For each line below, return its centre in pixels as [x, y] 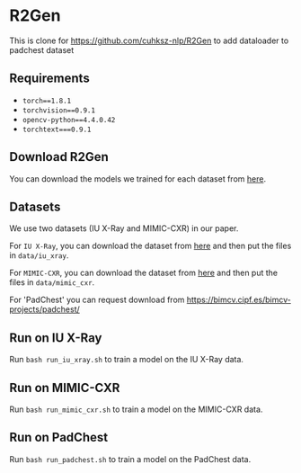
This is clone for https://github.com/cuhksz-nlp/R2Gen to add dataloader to [149, 40]
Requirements [49, 79]
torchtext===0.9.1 [57, 129]
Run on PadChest [59, 437]
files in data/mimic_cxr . [52, 282]
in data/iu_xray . [39, 255]
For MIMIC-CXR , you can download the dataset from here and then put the [144, 273]
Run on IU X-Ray [56, 338]
